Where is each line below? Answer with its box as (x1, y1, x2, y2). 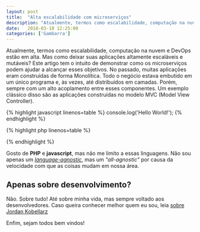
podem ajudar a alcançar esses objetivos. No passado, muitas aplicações (6, 66, 186, 73)
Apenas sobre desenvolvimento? (6, 179, 132, 190)
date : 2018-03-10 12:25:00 (6, 25, 79, 31)
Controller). (6, 97, 35, 104)
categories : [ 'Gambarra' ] (6, 31, 70, 37)
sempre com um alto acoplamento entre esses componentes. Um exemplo (6, 85, 189, 92)
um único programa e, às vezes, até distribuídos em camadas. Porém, (6, 78, 177, 86)
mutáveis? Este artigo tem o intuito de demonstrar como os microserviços (6, 60, 187, 67)
